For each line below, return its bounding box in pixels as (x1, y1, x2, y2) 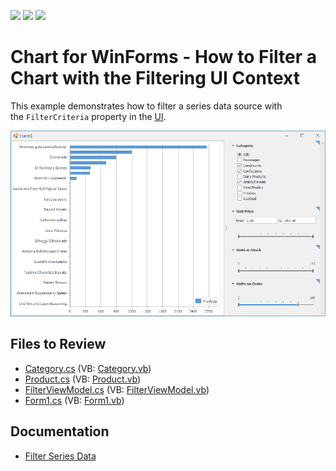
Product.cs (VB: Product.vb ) (24, 373, 142, 385)
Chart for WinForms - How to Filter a (10, 46, 317, 69)
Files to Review (10, 336, 107, 353)
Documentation (10, 423, 110, 440)
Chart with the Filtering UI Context (10, 67, 300, 90)
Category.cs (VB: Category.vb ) (24, 362, 152, 374)
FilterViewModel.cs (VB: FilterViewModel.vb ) (24, 383, 210, 395)
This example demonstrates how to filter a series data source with (10, 100, 283, 112)
